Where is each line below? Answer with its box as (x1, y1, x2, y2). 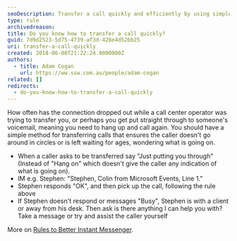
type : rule (7, 17, 39, 24)
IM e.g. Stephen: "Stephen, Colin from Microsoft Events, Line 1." (17, 174, 203, 183)
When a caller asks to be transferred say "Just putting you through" (17, 152, 214, 161)
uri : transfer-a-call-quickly (7, 43, 97, 50)
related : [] (7, 75, 42, 83)
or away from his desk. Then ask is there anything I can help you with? (17, 204, 223, 213)
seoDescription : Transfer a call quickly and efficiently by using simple (7, 10, 232, 18)
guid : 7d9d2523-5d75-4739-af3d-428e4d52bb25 (7, 37, 140, 44)
